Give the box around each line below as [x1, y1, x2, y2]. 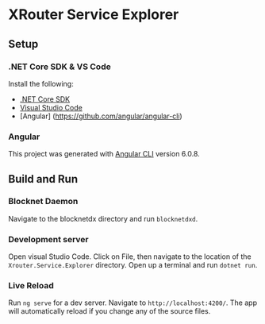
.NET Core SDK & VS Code [8, 61, 111, 72]
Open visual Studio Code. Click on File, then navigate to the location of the [8, 252, 252, 261]
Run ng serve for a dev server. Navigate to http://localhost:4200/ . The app [8, 298, 258, 307]
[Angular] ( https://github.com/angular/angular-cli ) [19, 111, 182, 121]
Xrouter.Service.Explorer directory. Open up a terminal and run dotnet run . [8, 260, 258, 270]
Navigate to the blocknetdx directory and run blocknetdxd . [8, 214, 198, 223]
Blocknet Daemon [8, 196, 79, 207]
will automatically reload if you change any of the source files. [8, 307, 211, 316]
